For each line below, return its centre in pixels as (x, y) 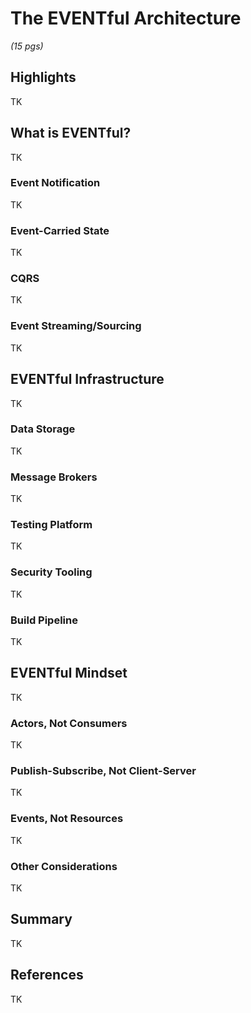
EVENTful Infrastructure (87, 379)
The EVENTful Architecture (126, 18)
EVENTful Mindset (69, 673)
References (47, 975)
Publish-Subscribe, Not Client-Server (103, 771)
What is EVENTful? (71, 133)
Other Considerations (64, 866)
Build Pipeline (44, 620)
